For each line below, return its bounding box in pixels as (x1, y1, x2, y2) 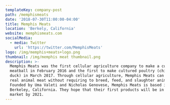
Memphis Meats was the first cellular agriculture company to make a (10, 64, 159, 69)
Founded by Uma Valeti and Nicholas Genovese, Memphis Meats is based (10, 82, 162, 87)
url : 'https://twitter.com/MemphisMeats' (14, 45, 103, 50)
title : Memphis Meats (5, 21, 51, 27)
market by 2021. (10, 92, 44, 97)
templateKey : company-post (5, 7, 62, 13)
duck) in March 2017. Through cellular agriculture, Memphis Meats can (10, 73, 164, 78)
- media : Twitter (10, 40, 47, 45)
